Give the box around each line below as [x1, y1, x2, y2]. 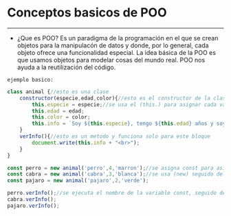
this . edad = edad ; [32, 108, 85, 115]
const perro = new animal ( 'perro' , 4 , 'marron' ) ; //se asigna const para [7, 165, 214, 171]
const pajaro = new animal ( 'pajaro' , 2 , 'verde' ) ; [7, 177, 149, 184]
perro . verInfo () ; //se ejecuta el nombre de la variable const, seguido [7, 190, 217, 197]
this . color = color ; [32, 114, 91, 121]
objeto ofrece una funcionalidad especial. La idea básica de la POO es [16, 48, 217, 56]
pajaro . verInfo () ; [7, 202, 60, 209]
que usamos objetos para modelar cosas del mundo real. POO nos [16, 56, 206, 64]
